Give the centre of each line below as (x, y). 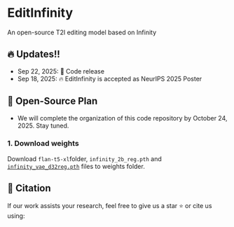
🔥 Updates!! (34, 54)
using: (16, 216)
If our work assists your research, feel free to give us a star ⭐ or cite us (110, 205)
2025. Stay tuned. (43, 125)
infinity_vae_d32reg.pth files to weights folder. (76, 166)
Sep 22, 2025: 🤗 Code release (61, 71)
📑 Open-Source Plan (53, 101)
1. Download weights (43, 144)
